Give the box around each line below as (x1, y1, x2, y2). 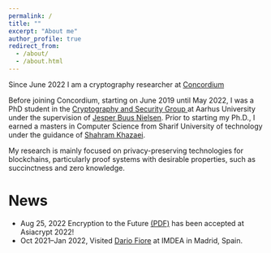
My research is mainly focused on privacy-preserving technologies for (8, 146, 244, 155)
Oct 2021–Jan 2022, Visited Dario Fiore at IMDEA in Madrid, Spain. (19, 235, 243, 245)
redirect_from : (8, 42, 60, 50)
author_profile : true (8, 34, 82, 43)
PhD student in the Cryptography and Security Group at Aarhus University (8, 103, 256, 114)
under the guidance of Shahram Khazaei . (8, 129, 146, 139)
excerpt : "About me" (8, 27, 79, 35)
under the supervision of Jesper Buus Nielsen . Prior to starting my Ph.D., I (8, 112, 256, 122)
